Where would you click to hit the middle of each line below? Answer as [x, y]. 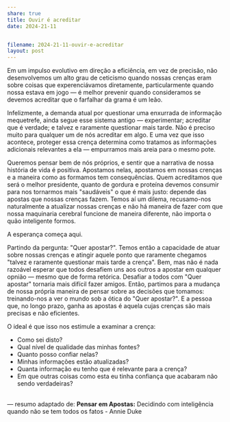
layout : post [26, 51]
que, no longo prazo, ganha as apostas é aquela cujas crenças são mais [109, 306]
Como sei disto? [40, 340]
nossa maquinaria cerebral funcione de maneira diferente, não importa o [109, 214]
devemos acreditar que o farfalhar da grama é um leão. [85, 99]
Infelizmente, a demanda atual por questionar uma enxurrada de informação [115, 113]
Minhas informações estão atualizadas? [73, 362]
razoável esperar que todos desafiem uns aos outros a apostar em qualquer [114, 270]
